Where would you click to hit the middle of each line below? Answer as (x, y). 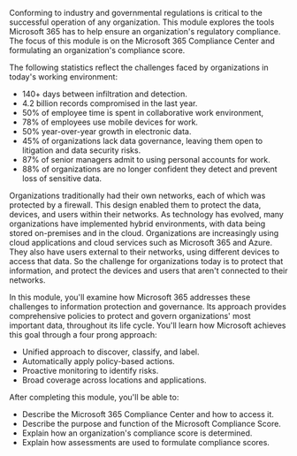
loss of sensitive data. (62, 179)
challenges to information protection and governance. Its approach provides (148, 307)
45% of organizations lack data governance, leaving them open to (142, 141)
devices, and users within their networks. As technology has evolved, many (147, 214)
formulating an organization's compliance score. (97, 50)
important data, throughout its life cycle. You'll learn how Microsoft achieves (148, 325)
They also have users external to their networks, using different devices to (145, 252)
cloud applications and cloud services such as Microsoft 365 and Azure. (141, 243)
